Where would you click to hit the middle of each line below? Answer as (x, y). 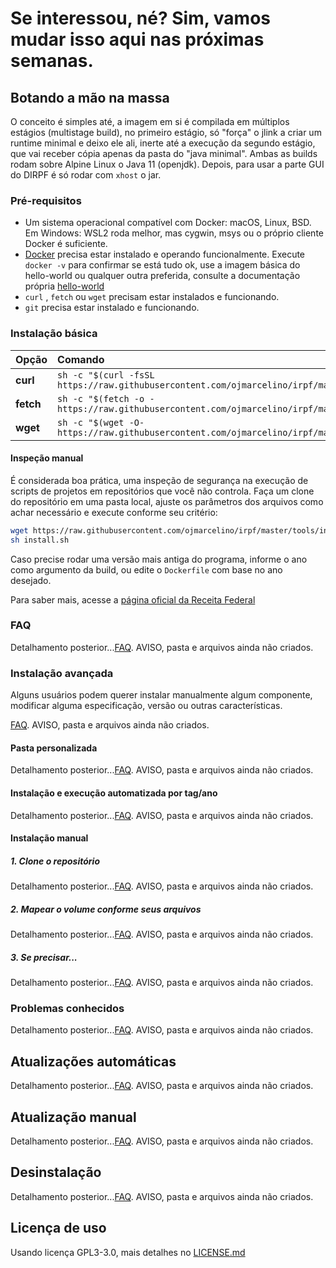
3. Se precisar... (44, 957)
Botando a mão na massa (90, 97)
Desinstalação (56, 1172)
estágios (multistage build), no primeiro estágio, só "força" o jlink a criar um (166, 132)
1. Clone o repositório (55, 861)
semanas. (52, 61)
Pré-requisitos (46, 200)
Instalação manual (49, 838)
